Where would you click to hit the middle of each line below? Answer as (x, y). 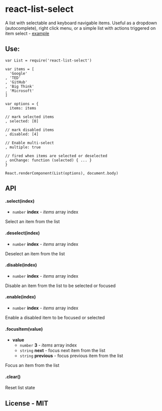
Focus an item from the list (32, 365)
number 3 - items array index (48, 345)
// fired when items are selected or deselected (56, 156)
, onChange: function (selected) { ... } (49, 160)
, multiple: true (23, 147)
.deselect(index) (23, 233)
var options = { (22, 104)
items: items (23, 108)
